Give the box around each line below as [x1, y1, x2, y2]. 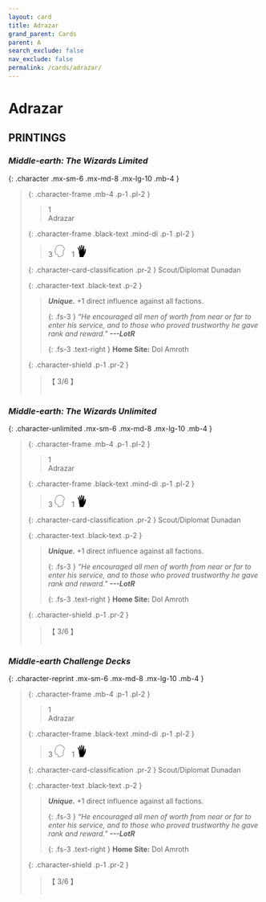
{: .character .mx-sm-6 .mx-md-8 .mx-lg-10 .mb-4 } [8, 173, 179, 183]
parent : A [8, 39, 42, 47]
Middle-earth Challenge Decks [8, 655, 131, 667]
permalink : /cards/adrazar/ [8, 64, 103, 72]
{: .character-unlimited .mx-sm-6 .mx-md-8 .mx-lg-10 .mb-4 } [8, 424, 213, 434]
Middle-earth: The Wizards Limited [8, 155, 148, 166]
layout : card [8, 13, 52, 21]
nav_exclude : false [8, 55, 74, 63]
